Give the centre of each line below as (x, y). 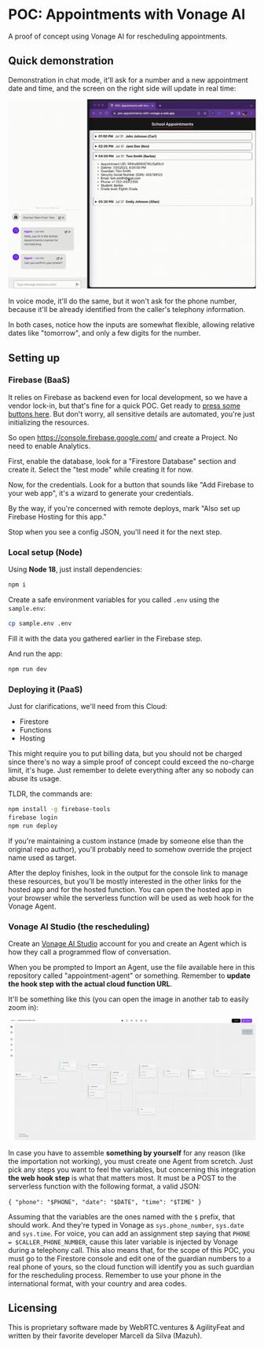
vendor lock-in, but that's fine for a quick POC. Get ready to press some (125, 406)
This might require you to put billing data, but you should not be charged (125, 754)
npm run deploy (33, 826)
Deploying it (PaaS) (46, 689)
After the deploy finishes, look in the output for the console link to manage (128, 872)
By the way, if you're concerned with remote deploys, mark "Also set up (125, 508)
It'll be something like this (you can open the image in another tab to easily (128, 999)
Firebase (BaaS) (39, 380)
